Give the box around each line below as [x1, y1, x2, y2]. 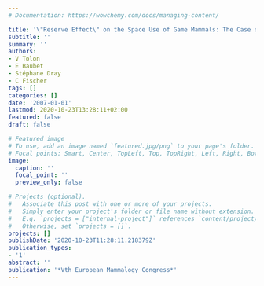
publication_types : [8, 244, 72, 252]
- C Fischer [8, 76, 47, 85]
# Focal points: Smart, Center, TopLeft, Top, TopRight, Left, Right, [8, 149, 244, 157]
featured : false [8, 113, 61, 122]
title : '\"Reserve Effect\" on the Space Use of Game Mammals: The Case [8, 25, 251, 34]
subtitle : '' [8, 33, 51, 41]
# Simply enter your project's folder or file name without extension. [8, 207, 255, 215]
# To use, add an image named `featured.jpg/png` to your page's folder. [8, 142, 255, 150]
